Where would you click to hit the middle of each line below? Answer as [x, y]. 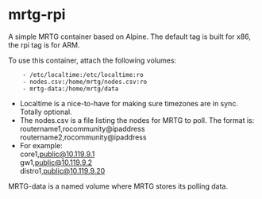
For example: [41, 145]
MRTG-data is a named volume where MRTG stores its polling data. [118, 186]
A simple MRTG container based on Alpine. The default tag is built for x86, [130, 36]
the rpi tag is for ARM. [44, 44]
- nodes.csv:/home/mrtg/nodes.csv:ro [85, 82]
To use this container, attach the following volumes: [92, 60]
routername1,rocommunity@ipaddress [82, 128]
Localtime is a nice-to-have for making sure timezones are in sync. [129, 103]
